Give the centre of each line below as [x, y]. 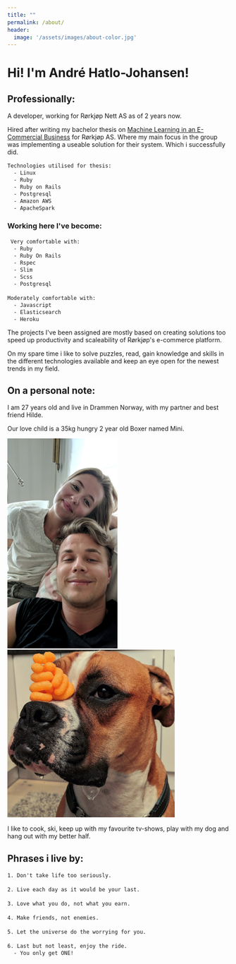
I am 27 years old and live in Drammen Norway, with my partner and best [113, 408]
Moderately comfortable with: [52, 298]
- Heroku [26, 319]
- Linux [25, 173]
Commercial [25, 137]
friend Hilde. [25, 415]
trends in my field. [33, 368]
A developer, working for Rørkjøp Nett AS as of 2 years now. [94, 116]
